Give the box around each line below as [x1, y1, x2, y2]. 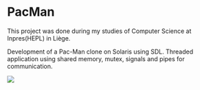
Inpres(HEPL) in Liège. [7, 34, 71, 42]
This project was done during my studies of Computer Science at [7, 27, 192, 35]
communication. [7, 62, 53, 70]
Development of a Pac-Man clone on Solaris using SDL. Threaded [7, 47, 194, 56]
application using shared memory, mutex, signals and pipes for [7, 54, 186, 63]
